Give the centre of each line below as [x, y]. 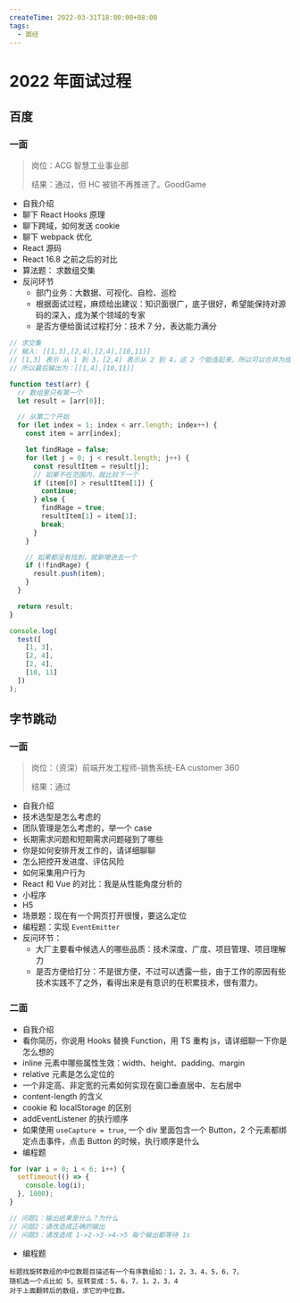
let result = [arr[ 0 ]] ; [61, 401]
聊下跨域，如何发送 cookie [71, 226]
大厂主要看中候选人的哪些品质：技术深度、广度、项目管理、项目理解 [161, 949]
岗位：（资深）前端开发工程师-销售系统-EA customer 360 [135, 768]
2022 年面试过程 [71, 81]
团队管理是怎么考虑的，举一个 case [87, 828]
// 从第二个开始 [43, 417]
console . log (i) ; [56, 1186]
